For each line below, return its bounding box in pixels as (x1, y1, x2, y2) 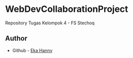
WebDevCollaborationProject (5, 3, 129, 15)
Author (5, 34, 27, 43)
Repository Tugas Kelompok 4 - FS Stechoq (5, 20, 95, 26)
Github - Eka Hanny (12, 47, 53, 53)
